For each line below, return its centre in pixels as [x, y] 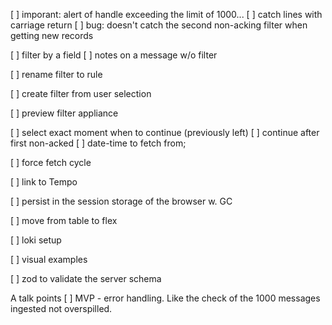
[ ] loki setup [36, 240]
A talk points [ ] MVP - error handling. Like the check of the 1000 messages [165, 298]
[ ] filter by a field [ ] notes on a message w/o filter [114, 55]
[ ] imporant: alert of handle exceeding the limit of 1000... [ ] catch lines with [166, 14]
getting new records [52, 35]
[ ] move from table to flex [64, 220]
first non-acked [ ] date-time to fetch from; [98, 143]
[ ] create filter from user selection [81, 93]
